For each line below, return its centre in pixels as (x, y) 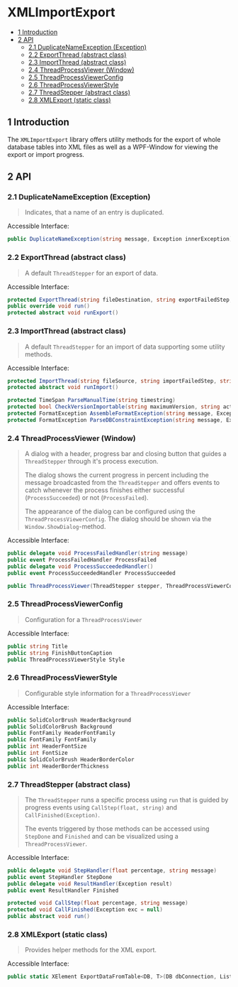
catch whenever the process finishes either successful (104, 490)
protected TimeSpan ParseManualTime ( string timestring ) (91, 400)
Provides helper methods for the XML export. (91, 950)
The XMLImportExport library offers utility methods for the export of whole (114, 139)
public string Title (38, 646)
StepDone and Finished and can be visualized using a (101, 836)
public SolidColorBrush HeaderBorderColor (71, 759)
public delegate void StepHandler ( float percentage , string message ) (112, 871)
